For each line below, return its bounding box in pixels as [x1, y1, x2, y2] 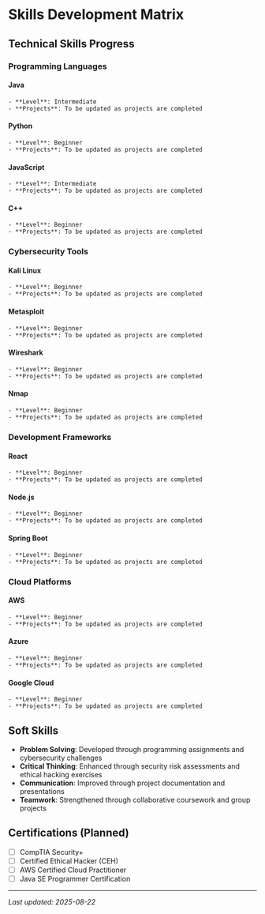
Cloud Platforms [8, 576, 72, 587]
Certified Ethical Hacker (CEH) [19, 856, 119, 866]
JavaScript [8, 162, 45, 171]
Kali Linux [8, 265, 42, 275]
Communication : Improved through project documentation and [19, 778, 226, 788]
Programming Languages [8, 61, 108, 72]
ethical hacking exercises [19, 769, 103, 779]
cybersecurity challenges [19, 753, 103, 762]
